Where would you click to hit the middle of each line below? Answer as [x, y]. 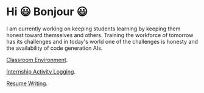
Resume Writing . [27, 83]
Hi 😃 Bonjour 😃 [47, 12]
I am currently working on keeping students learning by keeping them [93, 29]
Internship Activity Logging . [41, 71]
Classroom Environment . [37, 60]
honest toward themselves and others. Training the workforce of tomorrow [100, 35]
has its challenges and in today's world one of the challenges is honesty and [102, 41]
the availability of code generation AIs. [55, 48]
